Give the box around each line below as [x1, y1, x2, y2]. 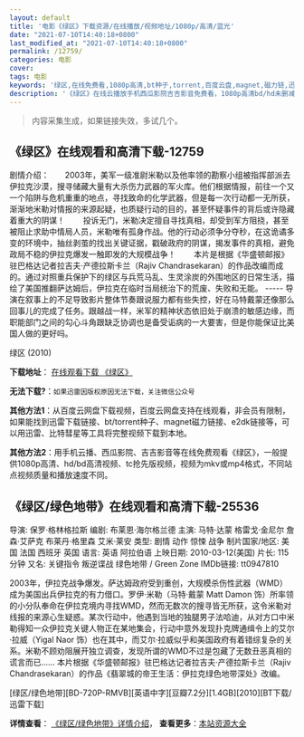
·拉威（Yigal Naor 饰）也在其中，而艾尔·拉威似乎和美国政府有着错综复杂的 [9, 635, 285, 646]
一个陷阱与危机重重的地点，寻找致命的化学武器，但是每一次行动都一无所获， [9, 192, 295, 204]
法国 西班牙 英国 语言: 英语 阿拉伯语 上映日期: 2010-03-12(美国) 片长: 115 [19, 547, 290, 558]
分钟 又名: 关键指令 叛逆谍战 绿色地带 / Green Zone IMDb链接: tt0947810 [9, 559, 279, 569]
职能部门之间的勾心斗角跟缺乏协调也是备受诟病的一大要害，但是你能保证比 [9, 317, 287, 328]
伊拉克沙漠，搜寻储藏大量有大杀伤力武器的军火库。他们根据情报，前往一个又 [9, 181, 295, 192]
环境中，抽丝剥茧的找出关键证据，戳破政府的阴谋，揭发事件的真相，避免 [24, 237, 295, 249]
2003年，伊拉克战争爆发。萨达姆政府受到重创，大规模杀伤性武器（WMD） [9, 578, 288, 589]
